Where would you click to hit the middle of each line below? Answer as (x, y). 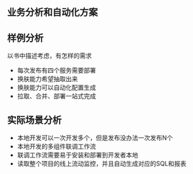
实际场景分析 (34, 120)
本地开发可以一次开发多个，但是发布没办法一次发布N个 (95, 138)
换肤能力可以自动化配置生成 (57, 87)
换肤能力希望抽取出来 (47, 79)
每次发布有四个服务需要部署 (57, 70)
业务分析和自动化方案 (52, 12)
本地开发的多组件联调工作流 (57, 146)
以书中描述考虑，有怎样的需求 (49, 56)
